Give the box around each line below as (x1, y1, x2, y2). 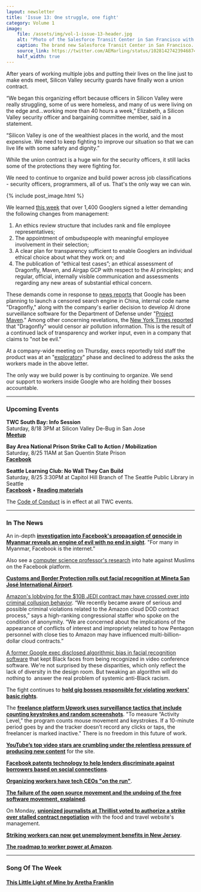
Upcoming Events (6, 405, 59, 413)
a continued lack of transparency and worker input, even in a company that (6, 329, 191, 336)
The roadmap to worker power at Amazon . (6, 843, 114, 851)
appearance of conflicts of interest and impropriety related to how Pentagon (6, 625, 194, 632)
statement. (6, 120, 33, 127)
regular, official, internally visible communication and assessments (14, 273, 179, 280)
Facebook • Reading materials (6, 486, 84, 493)
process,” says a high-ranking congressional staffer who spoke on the (6, 612, 179, 619)
